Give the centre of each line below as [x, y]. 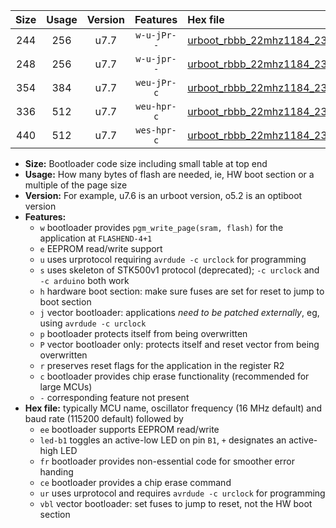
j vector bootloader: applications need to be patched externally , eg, [179, 312]
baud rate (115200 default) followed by [104, 418]
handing [56, 472]
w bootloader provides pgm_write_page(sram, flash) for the [161, 227]
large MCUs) [66, 387]
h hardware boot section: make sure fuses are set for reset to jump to [182, 291]
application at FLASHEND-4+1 [96, 238]
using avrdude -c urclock [93, 323]
